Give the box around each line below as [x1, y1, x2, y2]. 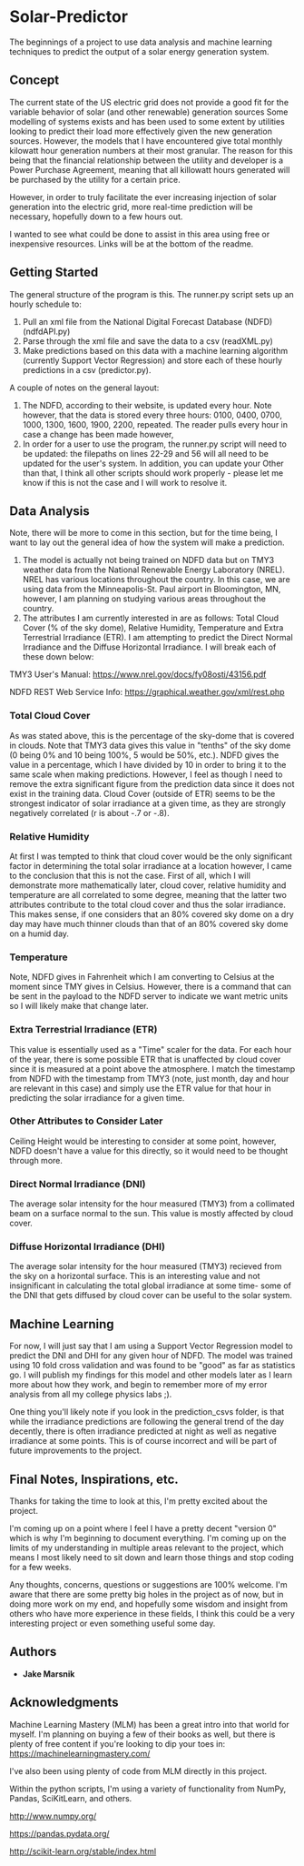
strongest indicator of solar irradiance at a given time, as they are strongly [9, 798, 286, 809]
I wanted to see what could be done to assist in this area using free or [9, 228, 270, 239]
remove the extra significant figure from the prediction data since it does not [9, 778, 295, 789]
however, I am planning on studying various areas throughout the [22, 593, 266, 604]
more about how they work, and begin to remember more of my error [9, 1379, 268, 1390]
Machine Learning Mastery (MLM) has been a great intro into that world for [9, 1719, 290, 1730]
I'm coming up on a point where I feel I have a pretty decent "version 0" [9, 1523, 277, 1534]
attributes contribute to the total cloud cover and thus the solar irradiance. [9, 899, 286, 910]
